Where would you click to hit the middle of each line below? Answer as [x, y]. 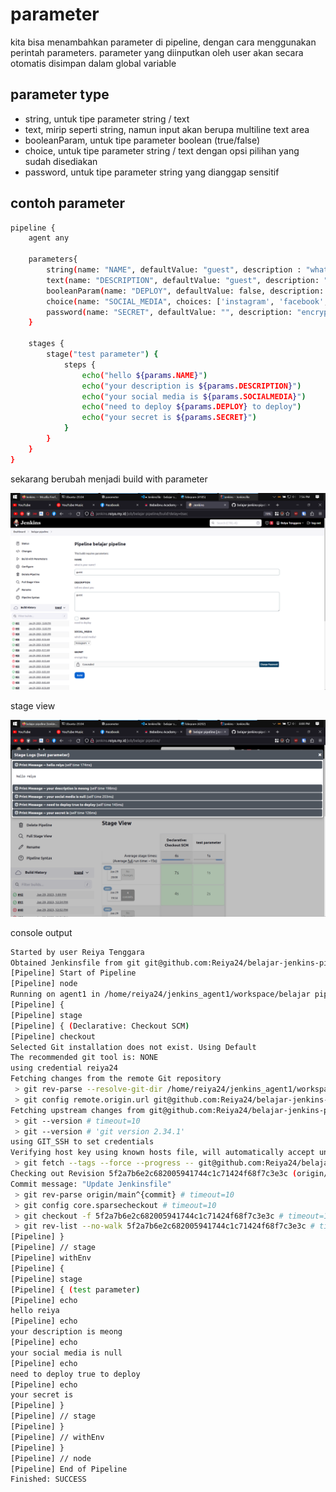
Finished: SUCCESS [48, 1479]
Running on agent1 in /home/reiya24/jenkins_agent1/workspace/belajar [160, 994]
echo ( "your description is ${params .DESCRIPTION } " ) [191, 386]
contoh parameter [68, 203]
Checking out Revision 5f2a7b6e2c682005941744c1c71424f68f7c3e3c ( [154, 1174]
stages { [46, 344]
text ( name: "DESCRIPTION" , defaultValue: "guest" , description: [183, 280]
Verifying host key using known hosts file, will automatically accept [162, 1153]
